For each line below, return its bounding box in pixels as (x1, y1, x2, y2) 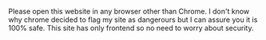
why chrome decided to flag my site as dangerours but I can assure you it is (8, 15, 258, 24)
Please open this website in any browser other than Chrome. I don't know (8, 7, 250, 16)
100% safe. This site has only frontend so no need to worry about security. (8, 24, 254, 32)
